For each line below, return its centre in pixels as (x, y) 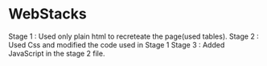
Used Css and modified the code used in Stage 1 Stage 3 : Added (117, 44)
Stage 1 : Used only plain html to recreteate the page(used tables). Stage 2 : (133, 36)
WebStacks (47, 14)
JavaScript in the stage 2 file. (57, 53)
